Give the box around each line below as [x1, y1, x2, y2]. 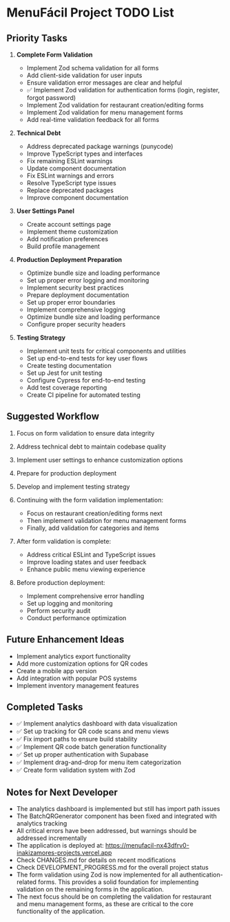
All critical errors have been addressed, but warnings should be [16, 827, 197, 835]
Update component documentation [26, 164, 127, 172]
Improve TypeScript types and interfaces [26, 150, 143, 158]
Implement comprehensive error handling [26, 591, 145, 600]
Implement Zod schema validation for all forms [26, 64, 159, 72]
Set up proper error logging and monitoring [26, 276, 149, 284]
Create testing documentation [26, 362, 112, 369]
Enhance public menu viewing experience [26, 565, 146, 573]
